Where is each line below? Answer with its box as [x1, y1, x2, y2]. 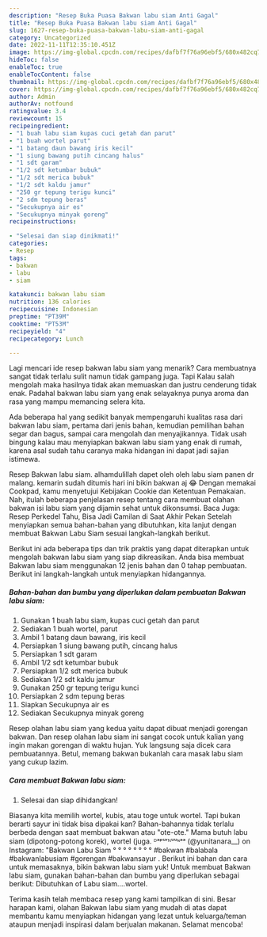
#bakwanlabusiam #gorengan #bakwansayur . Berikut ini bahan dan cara [9, 854, 248, 863]
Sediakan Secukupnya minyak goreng [20, 708, 145, 718]
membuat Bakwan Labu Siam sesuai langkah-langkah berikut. [9, 528, 211, 539]
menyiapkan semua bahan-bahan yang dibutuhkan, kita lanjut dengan [9, 520, 237, 530]
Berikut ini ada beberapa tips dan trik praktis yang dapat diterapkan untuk [9, 544, 250, 554]
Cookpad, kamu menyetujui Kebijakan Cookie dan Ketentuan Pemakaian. [9, 486, 246, 496]
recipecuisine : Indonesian [9, 306, 98, 314]
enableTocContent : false [9, 70, 91, 78]
